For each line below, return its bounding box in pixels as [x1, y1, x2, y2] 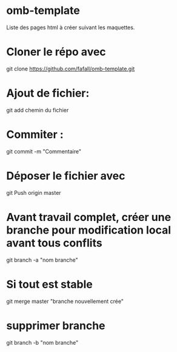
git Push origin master [6, 189, 62, 196]
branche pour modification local [6, 223, 172, 237]
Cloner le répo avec [6, 45, 106, 59]
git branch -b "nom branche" [6, 339, 79, 346]
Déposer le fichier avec [6, 169, 125, 183]
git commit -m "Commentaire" [6, 147, 82, 155]
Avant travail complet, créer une [6, 210, 172, 224]
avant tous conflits [6, 236, 102, 249]
